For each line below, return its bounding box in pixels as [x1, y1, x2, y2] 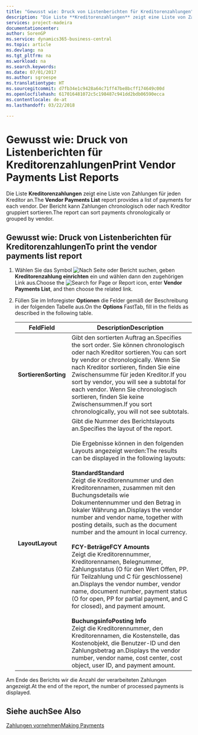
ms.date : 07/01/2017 [6, 69, 57, 75]
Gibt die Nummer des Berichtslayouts [71, 417, 175, 425]
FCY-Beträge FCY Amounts [71, 543, 150, 551]
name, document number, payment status [71, 587, 187, 595]
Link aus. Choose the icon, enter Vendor [14, 279, 183, 286]
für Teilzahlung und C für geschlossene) [71, 572, 183, 581]
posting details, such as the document [71, 521, 177, 529]
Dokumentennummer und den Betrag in [71, 498, 181, 507]
